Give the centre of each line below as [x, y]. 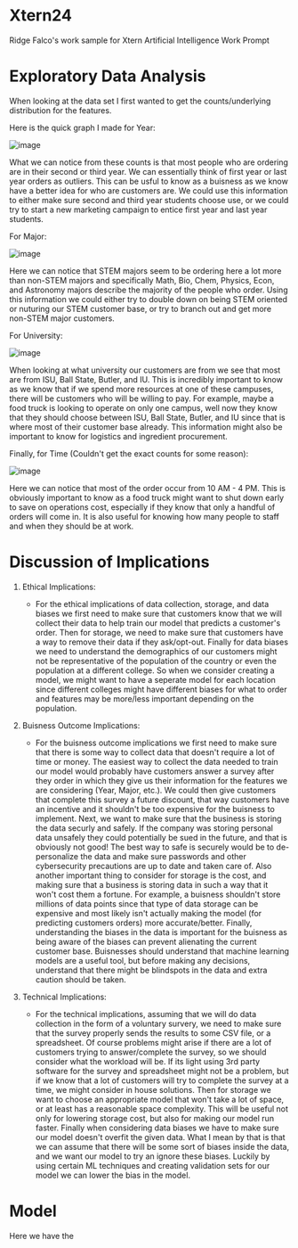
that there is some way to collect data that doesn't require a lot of [155, 752]
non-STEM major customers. [62, 318]
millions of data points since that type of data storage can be [147, 903]
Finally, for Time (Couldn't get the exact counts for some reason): [129, 453]
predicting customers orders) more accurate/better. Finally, [144, 923]
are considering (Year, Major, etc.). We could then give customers [156, 790]
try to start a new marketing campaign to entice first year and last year [138, 209]
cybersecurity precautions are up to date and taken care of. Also [153, 866]
